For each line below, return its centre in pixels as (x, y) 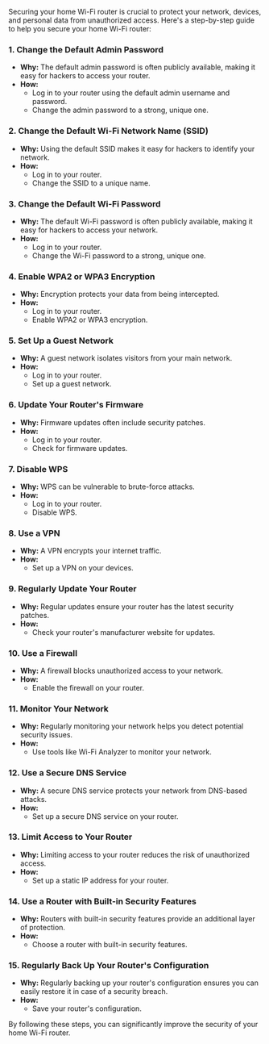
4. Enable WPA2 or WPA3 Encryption (82, 276)
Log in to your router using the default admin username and (131, 93)
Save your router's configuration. (87, 1009)
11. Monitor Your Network (58, 708)
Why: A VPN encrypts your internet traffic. (91, 551)
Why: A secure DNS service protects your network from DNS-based (133, 791)
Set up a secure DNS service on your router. (105, 816)
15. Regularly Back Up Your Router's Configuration (109, 966)
